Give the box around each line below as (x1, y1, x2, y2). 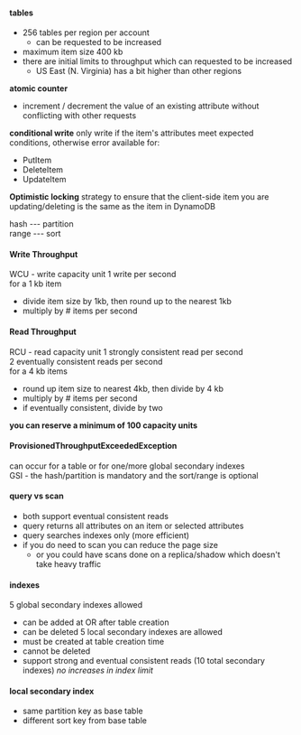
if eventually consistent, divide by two (22, 402, 164, 413)
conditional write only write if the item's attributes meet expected (9, 127, 254, 139)
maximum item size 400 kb (22, 46, 123, 58)
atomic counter (9, 83, 68, 94)
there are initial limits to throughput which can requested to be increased (22, 56, 293, 67)
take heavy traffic (35, 559, 102, 570)
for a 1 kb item (9, 278, 62, 289)
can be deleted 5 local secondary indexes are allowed (22, 627, 223, 637)
